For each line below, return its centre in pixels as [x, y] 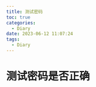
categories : [21, 23]
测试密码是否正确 [48, 77]
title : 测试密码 [24, 12]
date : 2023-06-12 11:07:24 [40, 34]
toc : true [18, 17]
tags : [13, 39]
